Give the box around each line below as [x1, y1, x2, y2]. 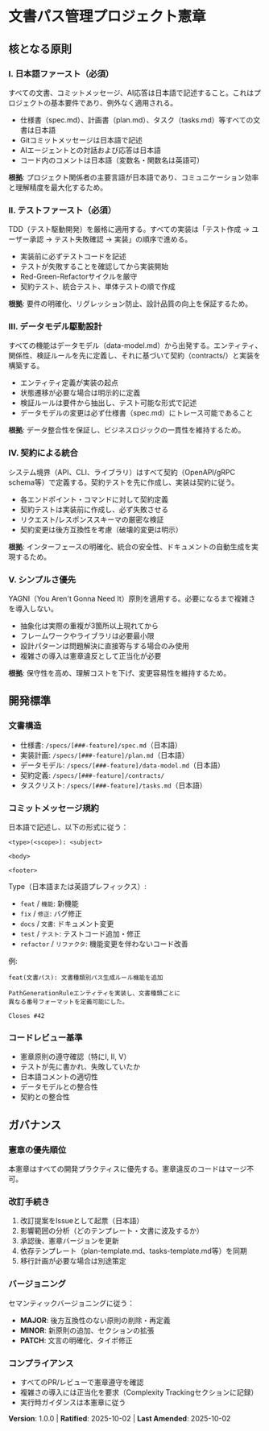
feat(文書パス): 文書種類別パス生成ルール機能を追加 [8, 974, 163, 982]
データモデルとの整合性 [19, 1082, 98, 1092]
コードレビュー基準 [8, 1032, 83, 1043]
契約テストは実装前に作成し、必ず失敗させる [19, 504, 169, 514]
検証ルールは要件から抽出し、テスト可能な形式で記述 [19, 398, 197, 407]
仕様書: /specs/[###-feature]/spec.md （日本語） [19, 740, 183, 750]
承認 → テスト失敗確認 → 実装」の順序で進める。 [29, 234, 192, 244]
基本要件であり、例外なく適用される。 [50, 97, 178, 107]
